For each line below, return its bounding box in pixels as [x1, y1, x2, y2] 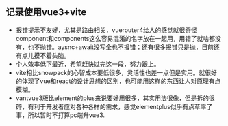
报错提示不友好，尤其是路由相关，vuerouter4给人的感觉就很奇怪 [15, 26, 197, 34]
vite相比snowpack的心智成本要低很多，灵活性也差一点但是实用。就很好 [15, 68, 218, 76]
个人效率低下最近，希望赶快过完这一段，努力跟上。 [15, 60, 160, 68]
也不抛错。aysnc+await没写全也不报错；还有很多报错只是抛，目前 [27, 43, 214, 51]
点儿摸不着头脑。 [21, 51, 71, 59]
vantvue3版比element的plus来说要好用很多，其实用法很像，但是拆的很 [15, 94, 216, 102]
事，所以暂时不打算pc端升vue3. [15, 111, 105, 119]
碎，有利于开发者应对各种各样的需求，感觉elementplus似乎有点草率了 [15, 102, 213, 110]
